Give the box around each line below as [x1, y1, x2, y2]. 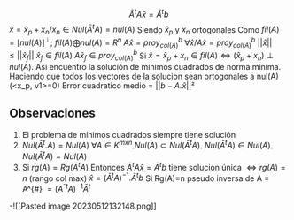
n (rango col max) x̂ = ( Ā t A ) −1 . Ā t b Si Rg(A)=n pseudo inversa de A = [21, 171, 270, 184]
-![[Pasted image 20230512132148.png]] [9, 201, 157, 211]
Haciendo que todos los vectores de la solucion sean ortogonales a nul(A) [9, 71, 279, 82]
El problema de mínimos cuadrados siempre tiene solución [21, 129, 236, 140]
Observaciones [9, 106, 96, 121]
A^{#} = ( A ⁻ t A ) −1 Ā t [21, 182, 91, 194]
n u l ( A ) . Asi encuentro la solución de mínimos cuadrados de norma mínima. [9, 62, 282, 72]
